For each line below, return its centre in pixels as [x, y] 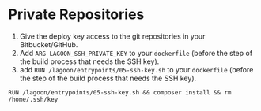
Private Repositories [76, 15]
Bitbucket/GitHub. [49, 44]
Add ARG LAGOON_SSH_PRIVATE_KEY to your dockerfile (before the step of [136, 53]
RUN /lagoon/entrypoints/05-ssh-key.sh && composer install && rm [120, 92]
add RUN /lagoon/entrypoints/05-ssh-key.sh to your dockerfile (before [136, 69]
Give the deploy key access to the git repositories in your [112, 36]
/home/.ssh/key [33, 99]
